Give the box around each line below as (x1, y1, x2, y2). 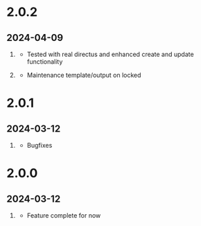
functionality (26, 58, 63, 66)
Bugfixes (26, 141, 53, 149)
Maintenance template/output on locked (26, 71, 141, 79)
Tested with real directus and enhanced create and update (26, 50, 195, 58)
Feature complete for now (26, 211, 101, 219)
